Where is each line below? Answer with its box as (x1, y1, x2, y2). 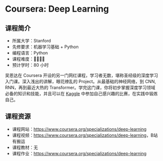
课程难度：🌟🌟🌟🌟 (12, 56, 45, 62)
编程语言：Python (12, 50, 48, 55)
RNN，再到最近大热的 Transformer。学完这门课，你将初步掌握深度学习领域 (5, 85, 156, 90)
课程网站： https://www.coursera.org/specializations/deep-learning (12, 126, 147, 132)
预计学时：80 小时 (12, 62, 49, 68)
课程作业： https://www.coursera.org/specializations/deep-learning (12, 150, 147, 156)
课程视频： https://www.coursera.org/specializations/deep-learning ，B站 (12, 132, 158, 138)
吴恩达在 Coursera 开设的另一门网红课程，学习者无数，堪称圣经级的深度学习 (5, 72, 158, 78)
